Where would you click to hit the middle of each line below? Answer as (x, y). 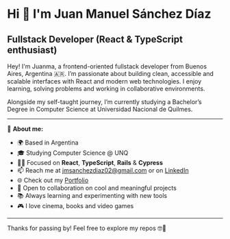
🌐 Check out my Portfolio (53, 180)
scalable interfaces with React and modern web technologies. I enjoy (104, 81)
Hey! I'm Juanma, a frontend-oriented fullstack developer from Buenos (107, 66)
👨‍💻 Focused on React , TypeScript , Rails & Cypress (90, 163)
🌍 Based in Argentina (48, 142)
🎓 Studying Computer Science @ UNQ (73, 153)
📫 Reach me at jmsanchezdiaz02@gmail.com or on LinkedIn (103, 170)
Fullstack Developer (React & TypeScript (95, 39)
